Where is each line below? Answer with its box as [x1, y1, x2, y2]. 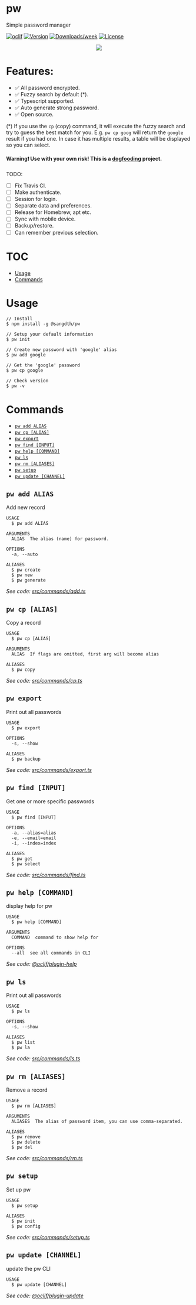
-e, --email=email [11, 835, 57, 841]
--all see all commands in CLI [11, 950, 91, 956]
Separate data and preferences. [14, 202, 92, 209]
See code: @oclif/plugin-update [6, 1292, 84, 1299]
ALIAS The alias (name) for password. [11, 536, 109, 542]
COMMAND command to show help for [11, 934, 99, 941]
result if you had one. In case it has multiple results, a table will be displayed [6, 135, 191, 142]
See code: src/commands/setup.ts [6, 1233, 90, 1241]
